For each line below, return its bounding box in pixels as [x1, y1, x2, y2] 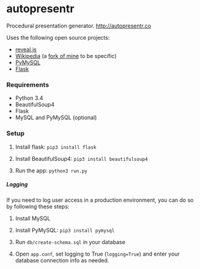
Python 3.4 [15, 94, 43, 102]
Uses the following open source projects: [6, 34, 110, 41]
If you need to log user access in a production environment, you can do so [6, 196, 194, 204]
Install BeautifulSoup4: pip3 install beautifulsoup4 [15, 155, 148, 162]
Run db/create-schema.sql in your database [15, 238, 125, 246]
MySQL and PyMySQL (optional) [15, 114, 97, 121]
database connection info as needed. [15, 256, 109, 264]
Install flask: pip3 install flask [15, 143, 97, 150]
